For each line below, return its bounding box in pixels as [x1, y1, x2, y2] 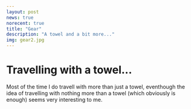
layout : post [6, 8, 39, 15]
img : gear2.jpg [6, 37, 45, 43]
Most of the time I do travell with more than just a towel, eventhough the [6, 83, 186, 90]
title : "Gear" [6, 25, 42, 32]
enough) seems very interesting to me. [6, 96, 103, 103]
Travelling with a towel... [6, 63, 132, 77]
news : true [6, 15, 34, 21]
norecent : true [6, 20, 45, 26]
